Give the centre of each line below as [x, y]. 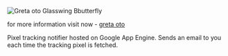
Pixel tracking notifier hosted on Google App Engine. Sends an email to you [114, 38]
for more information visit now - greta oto [66, 24]
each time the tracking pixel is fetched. [63, 45]
